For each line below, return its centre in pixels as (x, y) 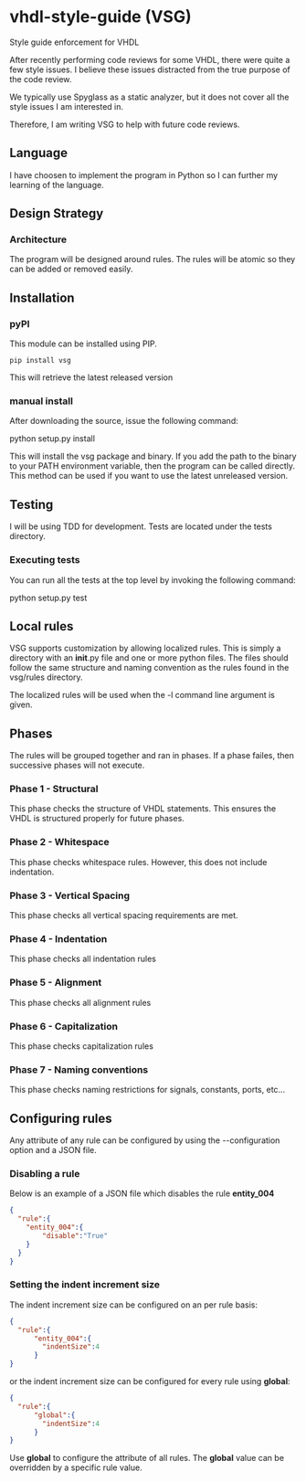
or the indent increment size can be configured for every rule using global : (150, 1381)
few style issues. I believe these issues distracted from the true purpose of (150, 69)
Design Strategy (57, 213)
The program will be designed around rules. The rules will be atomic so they (153, 259)
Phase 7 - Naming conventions (79, 1069)
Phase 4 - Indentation (58, 938)
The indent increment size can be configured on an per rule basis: (134, 1305)
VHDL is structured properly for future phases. (97, 819)
